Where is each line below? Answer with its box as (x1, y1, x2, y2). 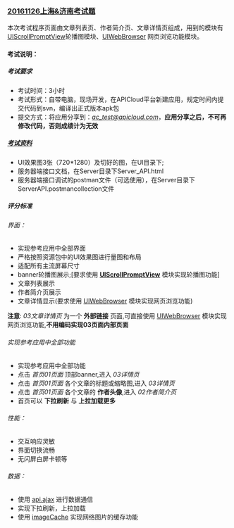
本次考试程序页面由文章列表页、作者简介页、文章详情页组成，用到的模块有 (7, 23, 223, 32)
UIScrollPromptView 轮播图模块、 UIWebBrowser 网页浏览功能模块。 (7, 32, 204, 41)
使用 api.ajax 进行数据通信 (17, 495, 94, 504)
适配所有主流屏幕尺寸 (17, 262, 80, 270)
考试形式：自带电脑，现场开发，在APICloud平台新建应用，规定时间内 (17, 95, 218, 103)
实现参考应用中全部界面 (17, 244, 86, 253)
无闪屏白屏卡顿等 (17, 454, 68, 463)
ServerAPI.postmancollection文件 (17, 184, 115, 193)
